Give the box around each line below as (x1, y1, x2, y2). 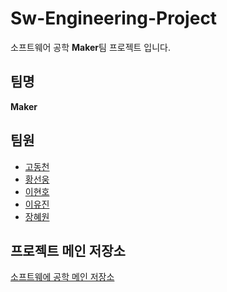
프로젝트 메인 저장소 (10, 242, 126, 259)
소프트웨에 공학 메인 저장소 (10, 271, 115, 283)
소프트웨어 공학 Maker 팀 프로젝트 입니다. (10, 41, 172, 53)
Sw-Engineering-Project (10, 7, 218, 30)
